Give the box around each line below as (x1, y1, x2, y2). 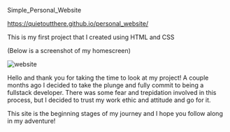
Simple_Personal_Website (7, 6, 82, 14)
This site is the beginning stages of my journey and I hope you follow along (7, 110, 224, 117)
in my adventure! (7, 117, 56, 125)
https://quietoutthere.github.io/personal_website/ (7, 20, 149, 27)
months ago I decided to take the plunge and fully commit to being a (7, 81, 204, 89)
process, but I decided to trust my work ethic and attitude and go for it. (7, 96, 211, 104)
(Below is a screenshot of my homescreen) (7, 47, 131, 54)
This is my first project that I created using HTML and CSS (7, 33, 175, 41)
